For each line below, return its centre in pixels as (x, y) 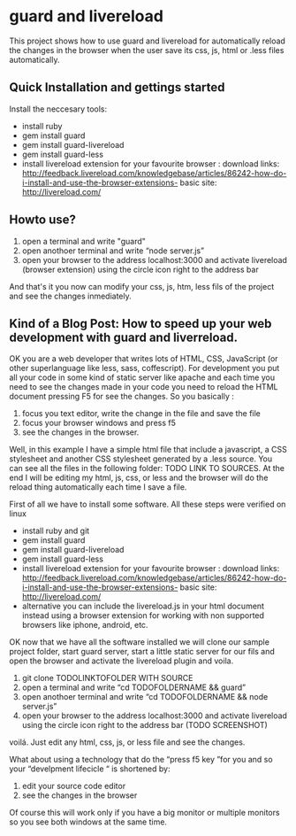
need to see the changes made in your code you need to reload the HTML (144, 387)
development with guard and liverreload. (124, 337)
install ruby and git (56, 531)
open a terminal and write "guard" (83, 241)
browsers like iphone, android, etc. (85, 625)
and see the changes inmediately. (70, 296)
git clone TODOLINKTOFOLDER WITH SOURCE (107, 678)
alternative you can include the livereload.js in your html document (143, 606)
